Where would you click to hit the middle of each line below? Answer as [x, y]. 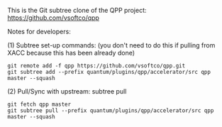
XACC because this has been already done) [71, 53]
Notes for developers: [39, 32]
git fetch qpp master [39, 104]
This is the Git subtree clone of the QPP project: [77, 10]
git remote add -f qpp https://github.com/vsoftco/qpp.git [96, 66]
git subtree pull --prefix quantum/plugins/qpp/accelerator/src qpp [111, 111]
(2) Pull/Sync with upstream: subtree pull [67, 91]
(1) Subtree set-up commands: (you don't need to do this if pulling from [111, 45]
